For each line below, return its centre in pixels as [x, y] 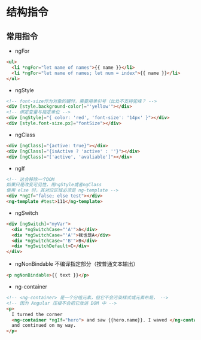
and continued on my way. [44, 326]
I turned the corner [37, 314]
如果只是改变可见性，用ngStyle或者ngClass [54, 185]
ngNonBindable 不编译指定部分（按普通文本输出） [77, 264]
